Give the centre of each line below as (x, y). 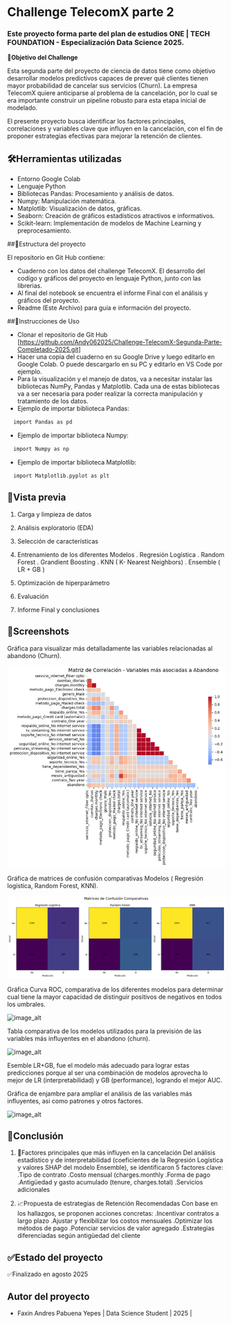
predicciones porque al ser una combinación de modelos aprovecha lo (108, 1073)
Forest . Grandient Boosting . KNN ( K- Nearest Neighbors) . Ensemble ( (119, 562)
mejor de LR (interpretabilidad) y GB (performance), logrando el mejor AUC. (115, 1080)
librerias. (30, 286)
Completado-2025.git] (49, 350)
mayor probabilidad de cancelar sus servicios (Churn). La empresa (102, 86)
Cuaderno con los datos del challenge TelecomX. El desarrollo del (111, 271)
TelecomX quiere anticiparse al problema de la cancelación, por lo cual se (112, 93)
